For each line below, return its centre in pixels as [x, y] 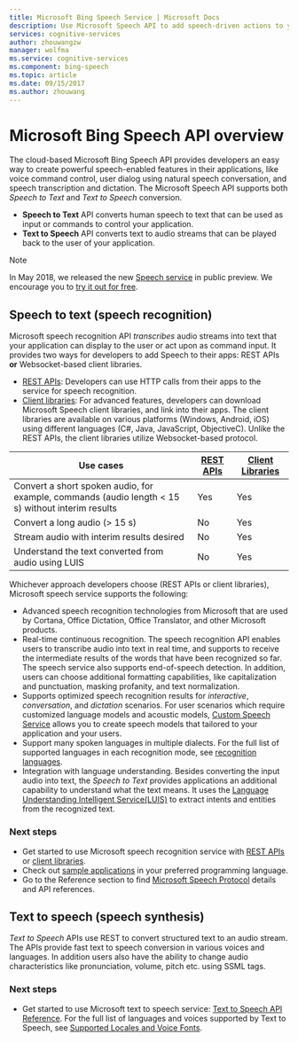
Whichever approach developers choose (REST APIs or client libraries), [139, 584]
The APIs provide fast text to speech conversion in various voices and [137, 948]
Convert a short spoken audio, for [83, 486]
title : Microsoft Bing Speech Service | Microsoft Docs [114, 17]
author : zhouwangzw [45, 42]
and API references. [58, 889]
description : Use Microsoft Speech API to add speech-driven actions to [146, 26]
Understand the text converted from [89, 552]
